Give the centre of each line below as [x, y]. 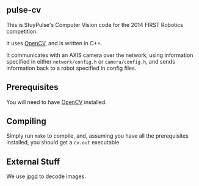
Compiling [27, 121]
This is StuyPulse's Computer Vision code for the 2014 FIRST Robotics [95, 24]
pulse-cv [24, 10]
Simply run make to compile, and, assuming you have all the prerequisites [98, 136]
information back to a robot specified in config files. [71, 68]
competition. [22, 31]
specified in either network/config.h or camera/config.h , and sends [91, 61]
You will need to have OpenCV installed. [56, 102]
